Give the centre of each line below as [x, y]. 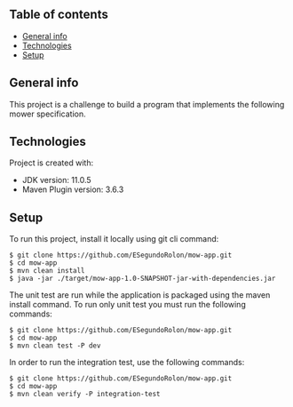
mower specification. [48, 114]
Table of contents [59, 15]
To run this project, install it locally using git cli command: [114, 239]
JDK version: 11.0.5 [56, 180]
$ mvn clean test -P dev [55, 346]
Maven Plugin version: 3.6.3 [73, 189]
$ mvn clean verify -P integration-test [85, 395]
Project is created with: [51, 163]
